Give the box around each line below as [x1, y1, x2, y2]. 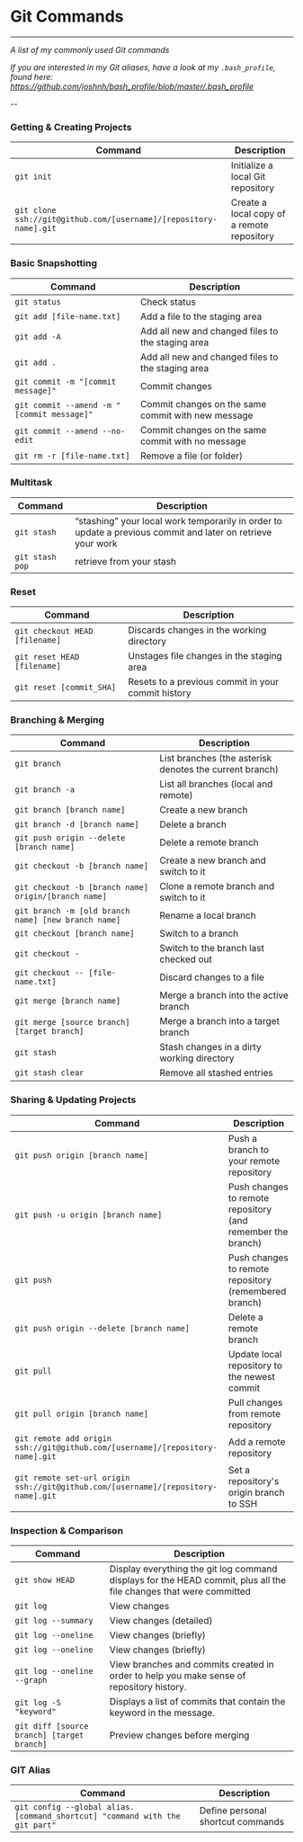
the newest [228, 1370, 275, 1383]
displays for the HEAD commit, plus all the [109, 1574, 287, 1587]
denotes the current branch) [159, 763, 280, 776]
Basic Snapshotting [10, 257, 98, 270]
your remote [228, 1154, 281, 1167]
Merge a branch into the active [159, 989, 289, 1001]
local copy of [230, 208, 286, 220]
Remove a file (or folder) [139, 449, 244, 462]
